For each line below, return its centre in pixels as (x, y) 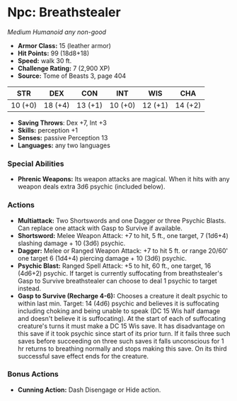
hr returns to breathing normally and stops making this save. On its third (122, 349)
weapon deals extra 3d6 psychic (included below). (91, 187)
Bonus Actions (33, 374)
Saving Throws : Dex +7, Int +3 (62, 123)
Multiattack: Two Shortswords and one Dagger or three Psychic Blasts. (122, 220)
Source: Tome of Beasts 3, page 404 (72, 76)
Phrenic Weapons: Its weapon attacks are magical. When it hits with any (123, 179)
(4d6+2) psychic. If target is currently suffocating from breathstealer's (120, 273)
